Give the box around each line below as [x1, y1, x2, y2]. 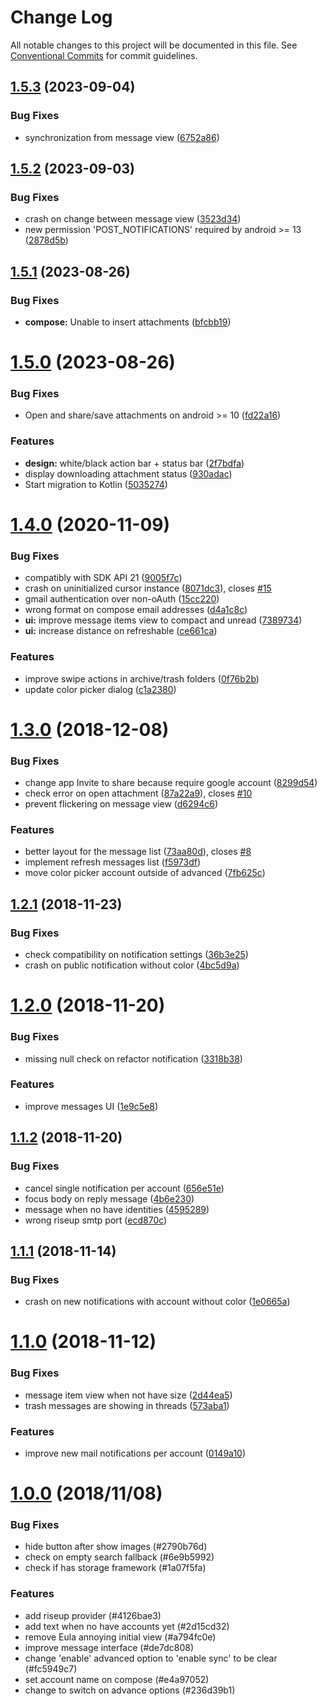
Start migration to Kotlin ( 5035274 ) [24, 478, 168, 490]
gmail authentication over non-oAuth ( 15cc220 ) [24, 593, 220, 605]
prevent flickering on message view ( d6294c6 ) [24, 798, 219, 810]
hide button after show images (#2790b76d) [24, 1541, 208, 1553]
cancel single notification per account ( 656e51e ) [24, 1182, 225, 1194]
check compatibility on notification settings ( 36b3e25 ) [24, 949, 249, 961]
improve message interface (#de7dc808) [24, 1641, 195, 1653]
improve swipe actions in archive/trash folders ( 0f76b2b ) [24, 672, 260, 685]
